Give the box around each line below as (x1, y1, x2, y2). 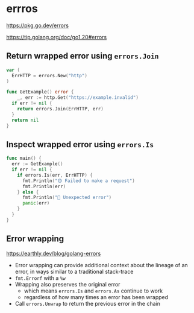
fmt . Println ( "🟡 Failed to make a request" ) (22, 177, 136, 184)
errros (6, 2, 38, 16)
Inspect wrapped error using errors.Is (6, 139, 154, 150)
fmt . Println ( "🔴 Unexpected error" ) (22, 195, 112, 201)
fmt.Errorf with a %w (14, 274, 66, 282)
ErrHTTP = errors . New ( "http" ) (11, 72, 87, 78)
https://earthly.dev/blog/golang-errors (6, 250, 101, 257)
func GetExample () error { (6, 89, 74, 95)
